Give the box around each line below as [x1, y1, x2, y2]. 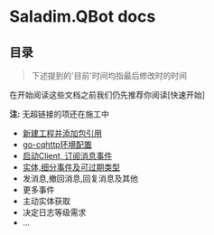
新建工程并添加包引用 [22, 128, 102, 138]
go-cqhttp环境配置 [22, 139, 92, 150]
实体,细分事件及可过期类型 [22, 162, 120, 173]
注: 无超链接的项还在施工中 [9, 108, 110, 119]
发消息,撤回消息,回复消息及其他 [22, 174, 138, 183]
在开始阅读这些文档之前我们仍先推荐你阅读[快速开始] [9, 89, 206, 100]
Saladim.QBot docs [9, 6, 156, 27]
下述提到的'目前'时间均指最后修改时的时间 [31, 70, 188, 80]
